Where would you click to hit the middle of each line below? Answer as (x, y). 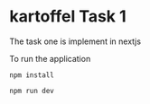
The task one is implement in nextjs (75, 41)
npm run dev (32, 91)
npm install (32, 75)
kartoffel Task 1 (68, 17)
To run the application (50, 58)
